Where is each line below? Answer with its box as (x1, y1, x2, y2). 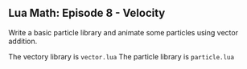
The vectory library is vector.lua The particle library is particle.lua (8, 51, 235, 61)
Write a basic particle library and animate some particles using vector (8, 27, 239, 37)
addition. (8, 36, 38, 46)
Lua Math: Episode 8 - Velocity (8, 6, 166, 20)
